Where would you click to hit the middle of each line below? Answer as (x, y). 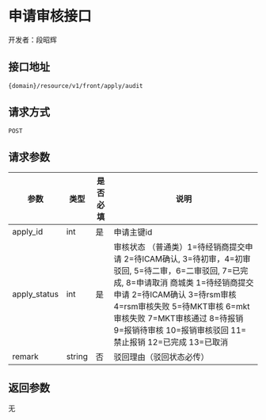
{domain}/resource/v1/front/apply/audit (76, 86)
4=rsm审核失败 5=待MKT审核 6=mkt (182, 307)
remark (26, 357)
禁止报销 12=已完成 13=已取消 (171, 342)
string (77, 357)
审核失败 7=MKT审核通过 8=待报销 (179, 319)
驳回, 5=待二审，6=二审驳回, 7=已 (177, 271)
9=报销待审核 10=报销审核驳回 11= (180, 330)
